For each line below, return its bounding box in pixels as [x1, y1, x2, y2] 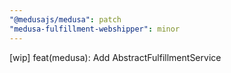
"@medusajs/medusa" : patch [9, 14, 122, 25]
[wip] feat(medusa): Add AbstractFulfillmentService [9, 51, 222, 63]
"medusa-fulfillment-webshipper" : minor [9, 24, 181, 34]
